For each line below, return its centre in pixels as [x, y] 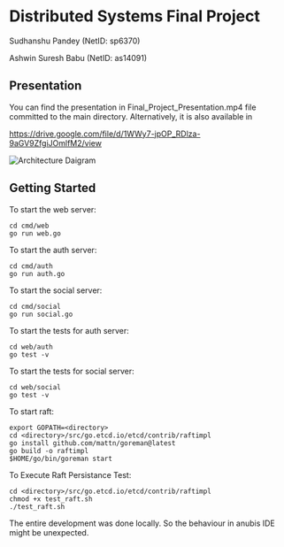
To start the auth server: [53, 250]
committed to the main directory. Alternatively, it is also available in [131, 116]
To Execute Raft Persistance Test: [70, 474]
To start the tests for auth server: [69, 330]
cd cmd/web [29, 226]
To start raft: [32, 411]
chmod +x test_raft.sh [51, 499]
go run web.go [35, 233]
